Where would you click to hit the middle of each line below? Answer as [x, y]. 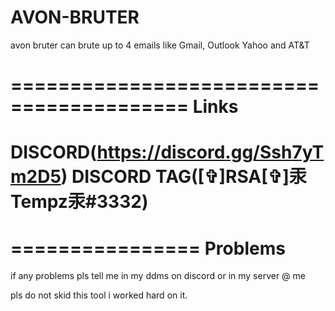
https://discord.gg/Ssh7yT [210, 152]
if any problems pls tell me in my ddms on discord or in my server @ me [158, 276]
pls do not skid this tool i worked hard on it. [99, 295]
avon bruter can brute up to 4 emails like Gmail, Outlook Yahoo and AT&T [160, 45]
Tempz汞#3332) [79, 202]
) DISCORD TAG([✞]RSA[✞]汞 [183, 177]
